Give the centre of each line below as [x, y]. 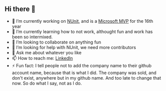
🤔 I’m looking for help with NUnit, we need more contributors [74, 47]
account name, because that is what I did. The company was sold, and [84, 73]
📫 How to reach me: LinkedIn [42, 58]
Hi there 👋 [20, 9]
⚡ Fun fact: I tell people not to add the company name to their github [82, 65]
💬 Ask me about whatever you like [46, 52]
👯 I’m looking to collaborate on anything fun [56, 42]
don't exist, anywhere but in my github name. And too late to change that [86, 78]
